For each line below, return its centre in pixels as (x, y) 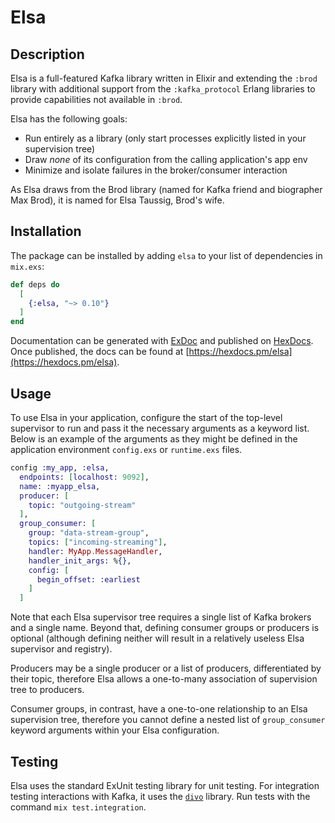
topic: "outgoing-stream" (82, 505)
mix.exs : (27, 266)
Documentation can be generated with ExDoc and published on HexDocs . (162, 341)
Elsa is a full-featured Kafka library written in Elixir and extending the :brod (164, 78)
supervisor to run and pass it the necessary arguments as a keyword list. (160, 428)
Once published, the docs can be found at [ (100, 352)
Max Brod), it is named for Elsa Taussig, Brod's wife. (117, 200)
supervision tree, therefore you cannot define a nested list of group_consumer (168, 720)
